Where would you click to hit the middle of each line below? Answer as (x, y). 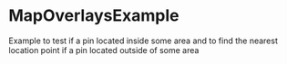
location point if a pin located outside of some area (104, 50)
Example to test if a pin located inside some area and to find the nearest (143, 41)
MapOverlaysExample (94, 16)
